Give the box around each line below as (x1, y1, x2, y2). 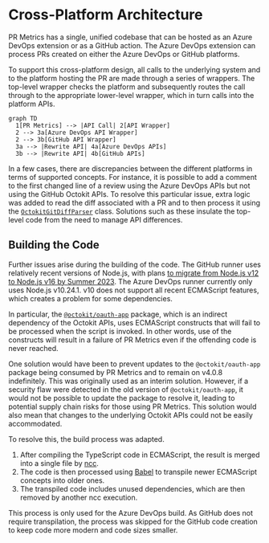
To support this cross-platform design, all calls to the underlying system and (8, 64, 261, 74)
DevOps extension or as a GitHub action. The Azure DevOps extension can (8, 40, 256, 50)
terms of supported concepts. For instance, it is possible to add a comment (8, 172, 257, 182)
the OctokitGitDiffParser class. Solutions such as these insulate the (8, 206, 235, 216)
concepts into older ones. (19, 476, 105, 485)
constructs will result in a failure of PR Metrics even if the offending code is (8, 335, 257, 345)
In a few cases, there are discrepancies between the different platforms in (8, 163, 253, 174)
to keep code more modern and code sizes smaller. (8, 525, 178, 535)
